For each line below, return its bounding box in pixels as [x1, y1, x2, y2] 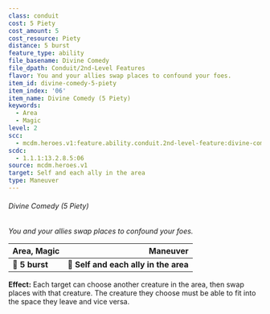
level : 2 [8, 124, 38, 132]
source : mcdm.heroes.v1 [8, 162, 88, 170]
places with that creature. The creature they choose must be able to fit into [8, 288, 256, 298]
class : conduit [8, 11, 59, 20]
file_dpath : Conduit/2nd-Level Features [8, 64, 146, 72]
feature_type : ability [8, 49, 84, 57]
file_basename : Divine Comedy [8, 57, 110, 65]
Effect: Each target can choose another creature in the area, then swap [8, 279, 245, 290]
